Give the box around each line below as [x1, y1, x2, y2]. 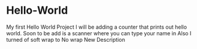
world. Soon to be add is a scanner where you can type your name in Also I [6, 29, 192, 36]
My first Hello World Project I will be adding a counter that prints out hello [6, 23, 187, 30]
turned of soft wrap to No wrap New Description [6, 36, 126, 43]
